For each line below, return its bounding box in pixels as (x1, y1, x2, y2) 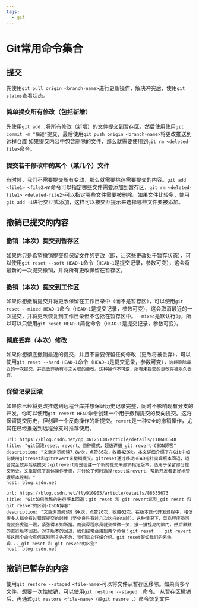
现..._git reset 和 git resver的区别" (6, 541, 98, 547)
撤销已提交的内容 (6, 218, 69, 228)
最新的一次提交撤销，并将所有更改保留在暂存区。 (6, 266, 126, 274)
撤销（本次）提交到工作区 (6, 283, 80, 291)
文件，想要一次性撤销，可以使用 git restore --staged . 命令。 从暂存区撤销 (6, 588, 191, 595)
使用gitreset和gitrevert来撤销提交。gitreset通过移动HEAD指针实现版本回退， (10, 455, 185, 461)
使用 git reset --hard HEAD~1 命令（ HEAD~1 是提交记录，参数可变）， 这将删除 (6, 358, 187, 365)
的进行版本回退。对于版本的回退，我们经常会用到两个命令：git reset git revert (6, 528, 191, 534)
